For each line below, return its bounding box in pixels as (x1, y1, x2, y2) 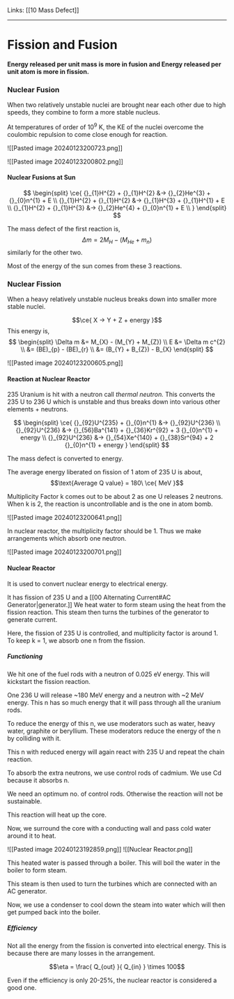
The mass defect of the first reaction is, (7, 225, 120, 233)
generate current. (7, 615, 58, 624)
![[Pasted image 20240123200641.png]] (7, 513, 123, 522)
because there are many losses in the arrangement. (7, 949, 155, 957)
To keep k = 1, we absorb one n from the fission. (7, 636, 146, 645)
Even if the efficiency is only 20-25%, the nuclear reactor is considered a (7, 976, 217, 984)
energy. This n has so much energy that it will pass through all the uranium (7, 698, 221, 706)
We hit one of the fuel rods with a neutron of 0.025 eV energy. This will (7, 670, 210, 678)
